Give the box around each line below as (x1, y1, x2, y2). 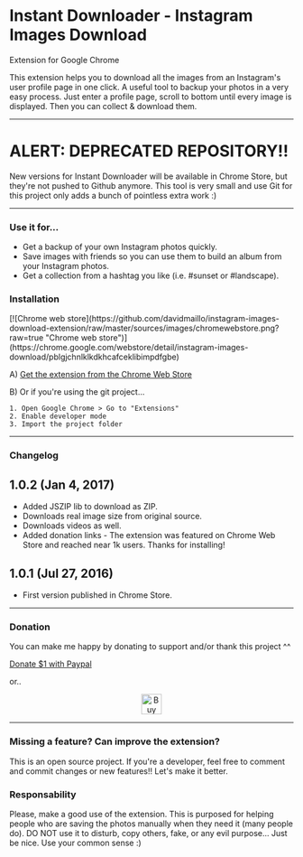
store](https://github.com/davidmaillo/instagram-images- (67, 313, 280, 324)
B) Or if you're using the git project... (9, 387, 145, 397)
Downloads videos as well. (22, 520, 122, 531)
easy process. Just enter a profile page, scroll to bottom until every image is (9, 91, 292, 102)
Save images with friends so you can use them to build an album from (22, 251, 282, 262)
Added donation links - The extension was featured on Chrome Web (22, 530, 276, 541)
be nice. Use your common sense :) (9, 837, 142, 848)
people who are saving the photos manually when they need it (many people (9, 818, 293, 829)
